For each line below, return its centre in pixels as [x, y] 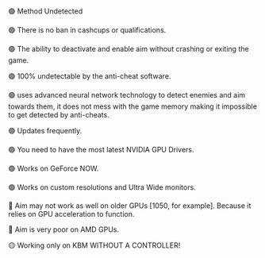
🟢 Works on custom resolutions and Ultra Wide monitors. [102, 187]
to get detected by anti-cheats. [59, 115]
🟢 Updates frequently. [45, 131]
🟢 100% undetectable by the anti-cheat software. [90, 76]
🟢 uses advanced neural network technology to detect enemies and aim [127, 95]
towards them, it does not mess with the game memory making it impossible [133, 106]
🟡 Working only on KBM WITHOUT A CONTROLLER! [94, 245]
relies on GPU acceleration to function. [71, 214]
